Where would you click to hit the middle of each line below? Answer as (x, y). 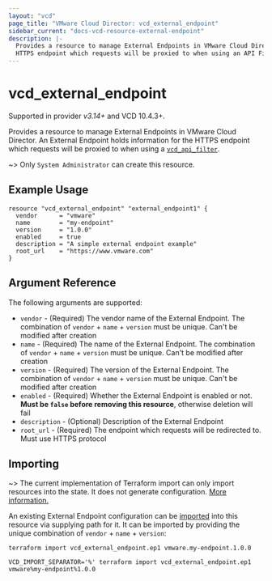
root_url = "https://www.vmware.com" (85, 251)
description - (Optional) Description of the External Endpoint (122, 421)
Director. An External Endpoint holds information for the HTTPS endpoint (129, 140)
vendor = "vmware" (55, 215)
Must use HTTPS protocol (63, 439)
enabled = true (49, 237)
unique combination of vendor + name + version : (87, 533)
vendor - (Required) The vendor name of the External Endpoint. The (132, 318)
